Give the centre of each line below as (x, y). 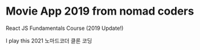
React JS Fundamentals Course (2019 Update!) (65, 28)
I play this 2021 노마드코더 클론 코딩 (49, 40)
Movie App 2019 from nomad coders (100, 11)
